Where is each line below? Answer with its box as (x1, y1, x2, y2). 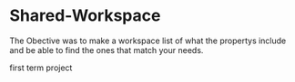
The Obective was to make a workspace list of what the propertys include (9, 35, 287, 46)
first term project (9, 62, 73, 73)
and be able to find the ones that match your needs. (9, 44, 204, 55)
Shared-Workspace (9, 5, 161, 26)
